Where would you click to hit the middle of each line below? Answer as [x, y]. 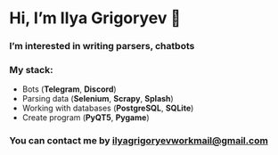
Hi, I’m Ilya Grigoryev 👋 [95, 18]
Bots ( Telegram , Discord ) [69, 89]
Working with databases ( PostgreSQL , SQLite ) [108, 108]
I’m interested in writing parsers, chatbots [102, 46]
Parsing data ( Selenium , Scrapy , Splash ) [98, 99]
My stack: [31, 70]
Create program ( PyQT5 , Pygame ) [86, 118]
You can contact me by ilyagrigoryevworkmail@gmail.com [139, 141]
